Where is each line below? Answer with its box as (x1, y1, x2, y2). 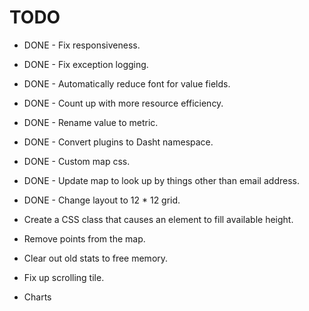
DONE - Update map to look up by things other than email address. (23, 174, 300, 186)
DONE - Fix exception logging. (23, 58, 149, 70)
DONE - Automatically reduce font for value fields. (23, 77, 231, 90)
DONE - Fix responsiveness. (23, 39, 141, 51)
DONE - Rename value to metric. (23, 116, 159, 128)
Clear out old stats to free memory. (23, 252, 169, 264)
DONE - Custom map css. (23, 155, 131, 167)
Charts (23, 291, 52, 303)
